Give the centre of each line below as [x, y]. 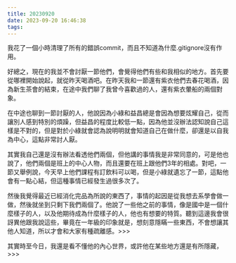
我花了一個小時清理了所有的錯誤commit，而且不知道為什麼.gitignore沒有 [112, 48]
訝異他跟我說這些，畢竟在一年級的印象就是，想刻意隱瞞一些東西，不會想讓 [115, 222]
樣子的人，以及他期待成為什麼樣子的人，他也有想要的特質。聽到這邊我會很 [121, 214]
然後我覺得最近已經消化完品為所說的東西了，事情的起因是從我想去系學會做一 [118, 196]
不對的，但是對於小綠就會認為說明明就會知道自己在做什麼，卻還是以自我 [124, 130]
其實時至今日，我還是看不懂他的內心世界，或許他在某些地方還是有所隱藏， [115, 246]
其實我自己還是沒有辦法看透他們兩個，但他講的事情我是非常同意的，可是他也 [118, 154]
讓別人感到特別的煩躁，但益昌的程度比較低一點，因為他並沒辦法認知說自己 [115, 122]
